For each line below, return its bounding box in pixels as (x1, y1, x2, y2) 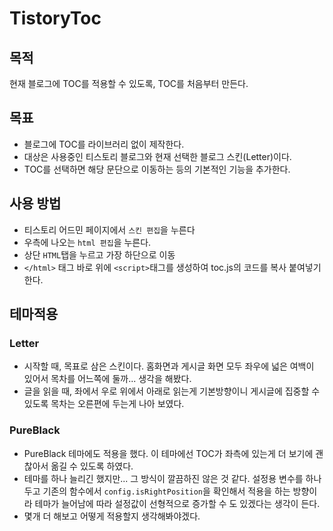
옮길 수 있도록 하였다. (50, 460, 134, 472)
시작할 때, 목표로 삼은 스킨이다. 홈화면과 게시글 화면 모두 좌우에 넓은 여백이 (23, 360, 315, 372)
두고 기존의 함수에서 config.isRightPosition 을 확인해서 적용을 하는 (23, 485, 291, 497)
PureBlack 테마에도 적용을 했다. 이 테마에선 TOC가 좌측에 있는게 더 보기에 (23, 447, 314, 459)
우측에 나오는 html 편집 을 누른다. (23, 236, 152, 248)
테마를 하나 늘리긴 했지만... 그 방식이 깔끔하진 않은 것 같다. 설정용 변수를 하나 (23, 472, 322, 484)
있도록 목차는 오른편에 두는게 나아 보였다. (23, 398, 185, 410)
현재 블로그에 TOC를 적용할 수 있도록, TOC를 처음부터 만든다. (9, 78, 249, 89)
